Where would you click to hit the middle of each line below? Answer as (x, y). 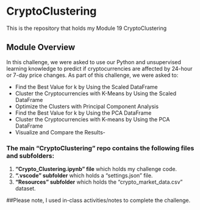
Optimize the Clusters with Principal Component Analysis (87, 106)
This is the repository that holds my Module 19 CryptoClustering (87, 28)
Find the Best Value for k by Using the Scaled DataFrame (86, 87)
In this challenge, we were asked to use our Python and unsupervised (94, 62)
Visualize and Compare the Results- (60, 132)
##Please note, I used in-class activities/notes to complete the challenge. (98, 200)
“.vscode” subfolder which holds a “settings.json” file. (84, 176)
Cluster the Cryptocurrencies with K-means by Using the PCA (92, 119)
